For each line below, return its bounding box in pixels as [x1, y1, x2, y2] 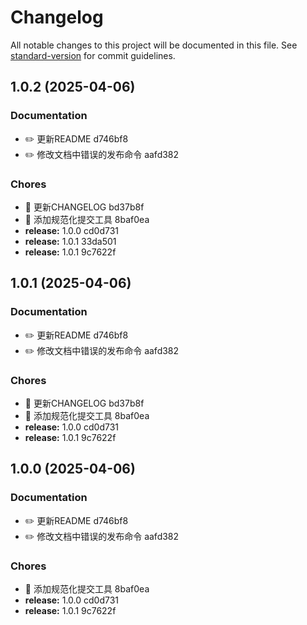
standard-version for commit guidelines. [10, 49, 176, 61]
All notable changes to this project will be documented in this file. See [10, 39, 298, 51]
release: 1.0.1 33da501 [24, 235, 117, 247]
